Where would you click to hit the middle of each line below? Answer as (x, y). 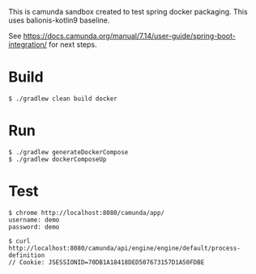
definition (27, 255)
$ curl (19, 241)
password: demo (34, 227)
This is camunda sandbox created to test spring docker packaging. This (128, 12)
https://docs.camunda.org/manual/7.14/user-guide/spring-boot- (130, 36)
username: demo (34, 220)
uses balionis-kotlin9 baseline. (59, 20)
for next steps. (73, 44)
